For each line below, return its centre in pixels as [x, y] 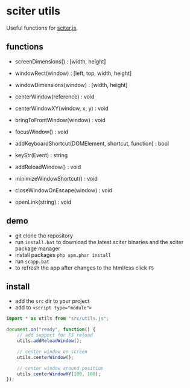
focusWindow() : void [41, 132]
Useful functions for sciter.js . [42, 28]
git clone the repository [44, 235]
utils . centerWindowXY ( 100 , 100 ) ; [59, 374]
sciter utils [33, 11]
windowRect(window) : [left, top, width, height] [73, 73]
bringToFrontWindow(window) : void [60, 120]
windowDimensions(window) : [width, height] [71, 85]
